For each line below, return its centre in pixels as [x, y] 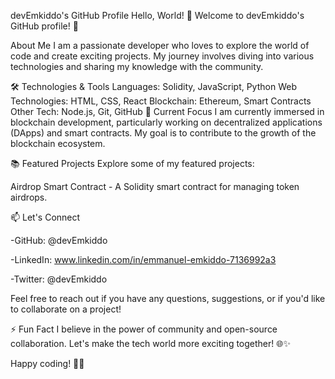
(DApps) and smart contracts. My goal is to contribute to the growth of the [163, 133]
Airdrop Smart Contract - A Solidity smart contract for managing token [155, 186]
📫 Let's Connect [45, 217]
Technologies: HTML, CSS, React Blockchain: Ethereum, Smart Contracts [161, 101]
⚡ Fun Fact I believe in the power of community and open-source [144, 329]
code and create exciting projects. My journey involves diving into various [162, 56]
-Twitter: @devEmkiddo [59, 279]
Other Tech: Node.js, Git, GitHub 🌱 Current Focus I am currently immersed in [167, 111]
